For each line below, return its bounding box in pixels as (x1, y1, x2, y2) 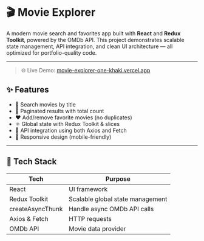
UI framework (69, 184, 108, 193)
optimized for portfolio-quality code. (6, 49, 97, 56)
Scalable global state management (69, 195, 168, 203)
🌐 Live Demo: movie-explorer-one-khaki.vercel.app (21, 66, 151, 74)
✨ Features (6, 85, 49, 95)
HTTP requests (69, 214, 112, 223)
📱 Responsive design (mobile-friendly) (15, 133, 112, 141)
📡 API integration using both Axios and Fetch (15, 127, 127, 134)
